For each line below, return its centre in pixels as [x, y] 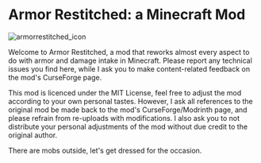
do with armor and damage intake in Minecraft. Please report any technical [130, 60]
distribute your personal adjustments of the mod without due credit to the [128, 126]
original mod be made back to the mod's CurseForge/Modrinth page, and [128, 110]
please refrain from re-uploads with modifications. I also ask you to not [124, 118]
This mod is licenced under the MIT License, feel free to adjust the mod [125, 92]
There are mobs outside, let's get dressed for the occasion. [105, 150]
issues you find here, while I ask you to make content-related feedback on [129, 68]
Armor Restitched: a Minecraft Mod [127, 15]
